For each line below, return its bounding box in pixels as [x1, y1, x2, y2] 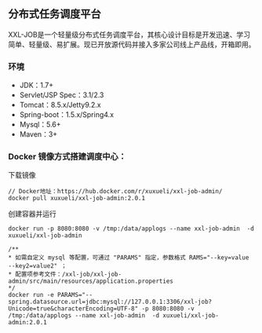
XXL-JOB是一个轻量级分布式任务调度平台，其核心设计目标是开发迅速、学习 [8, 30, 251, 39]
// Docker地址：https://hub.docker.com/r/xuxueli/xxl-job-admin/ [8, 188, 223, 196]
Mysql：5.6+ [19, 120, 61, 130]
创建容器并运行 [8, 209, 56, 218]
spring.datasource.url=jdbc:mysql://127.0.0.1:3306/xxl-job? [8, 298, 213, 306]
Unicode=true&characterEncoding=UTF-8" [8, 305, 139, 313]
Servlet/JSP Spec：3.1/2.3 [19, 90, 104, 100]
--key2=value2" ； [8, 262, 67, 270]
